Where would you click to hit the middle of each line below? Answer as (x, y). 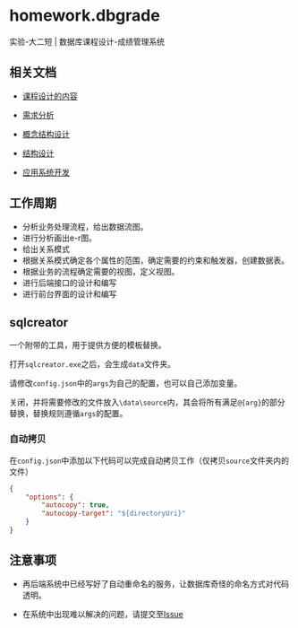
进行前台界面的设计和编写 (69, 293)
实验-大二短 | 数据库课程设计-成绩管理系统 (87, 41)
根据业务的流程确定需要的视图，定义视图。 (101, 271)
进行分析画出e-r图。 (59, 238)
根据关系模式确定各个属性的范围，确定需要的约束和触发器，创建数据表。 (155, 260)
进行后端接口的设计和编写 (69, 283)
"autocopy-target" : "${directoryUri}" (114, 514)
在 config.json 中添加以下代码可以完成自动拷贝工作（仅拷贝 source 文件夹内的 (149, 460)
